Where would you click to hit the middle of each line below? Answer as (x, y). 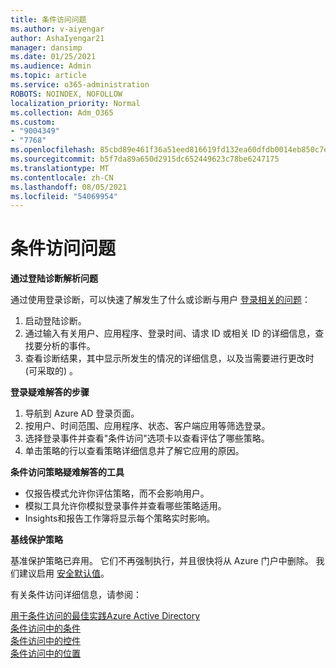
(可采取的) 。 (51, 371)
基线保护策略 (36, 540)
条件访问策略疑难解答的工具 (67, 472)
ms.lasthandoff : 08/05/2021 (69, 187)
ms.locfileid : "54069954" (64, 196)
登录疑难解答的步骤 (50, 392)
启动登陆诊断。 (55, 321)
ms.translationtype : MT (60, 168)
